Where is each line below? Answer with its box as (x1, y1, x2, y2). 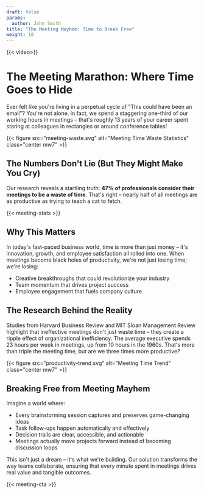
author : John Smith (12, 20, 62, 26)
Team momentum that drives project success (15, 281, 129, 288)
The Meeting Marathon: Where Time (6, 70, 194, 84)
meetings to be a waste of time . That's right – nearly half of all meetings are (6, 191, 198, 198)
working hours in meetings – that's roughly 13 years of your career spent (6, 116, 189, 123)
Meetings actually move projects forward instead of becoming (15, 438, 172, 445)
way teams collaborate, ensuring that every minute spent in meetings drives (6, 462, 197, 470)
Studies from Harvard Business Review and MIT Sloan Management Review (6, 322, 196, 329)
